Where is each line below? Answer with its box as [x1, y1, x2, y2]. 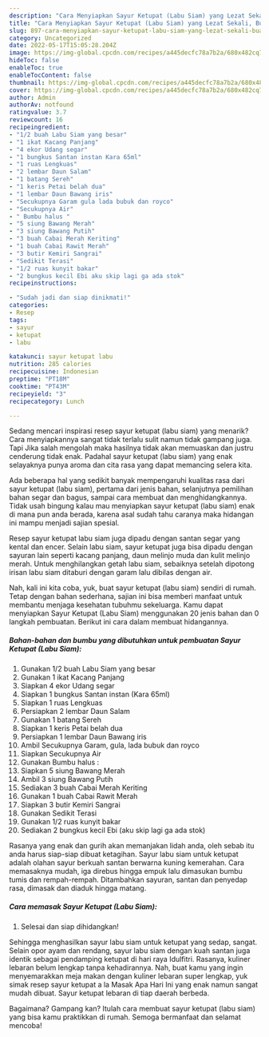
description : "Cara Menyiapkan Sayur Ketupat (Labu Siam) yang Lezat [9, 11, 246, 20]
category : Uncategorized [9, 34, 92, 42]
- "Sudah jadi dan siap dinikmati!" [9, 293, 131, 302]
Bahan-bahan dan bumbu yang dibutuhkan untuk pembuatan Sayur [9, 635, 241, 644]
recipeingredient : [9, 123, 70, 131]
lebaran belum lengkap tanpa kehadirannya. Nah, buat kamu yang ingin [9, 963, 243, 972]
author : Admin [9, 94, 57, 102]
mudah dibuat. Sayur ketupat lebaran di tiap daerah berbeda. [9, 988, 210, 998]
